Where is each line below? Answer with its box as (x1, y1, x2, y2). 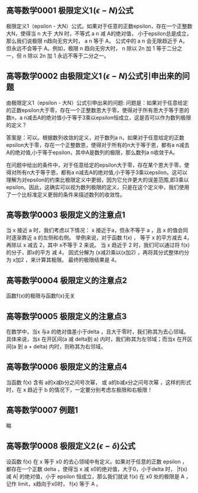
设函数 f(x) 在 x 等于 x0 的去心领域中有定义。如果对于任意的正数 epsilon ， (6, 458, 188, 465)
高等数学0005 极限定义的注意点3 (6, 311, 127, 321)
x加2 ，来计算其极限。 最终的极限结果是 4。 (12, 257, 120, 264)
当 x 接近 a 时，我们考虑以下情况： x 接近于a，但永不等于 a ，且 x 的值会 (6, 227, 183, 234)
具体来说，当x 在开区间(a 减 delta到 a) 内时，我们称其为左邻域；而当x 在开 (6, 335, 187, 342)
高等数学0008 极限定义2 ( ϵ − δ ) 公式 (6, 441, 136, 452)
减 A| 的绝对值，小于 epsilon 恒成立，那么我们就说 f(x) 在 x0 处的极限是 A (6, 473, 185, 480)
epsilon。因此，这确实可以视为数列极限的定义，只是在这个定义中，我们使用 (6, 183, 190, 191)
